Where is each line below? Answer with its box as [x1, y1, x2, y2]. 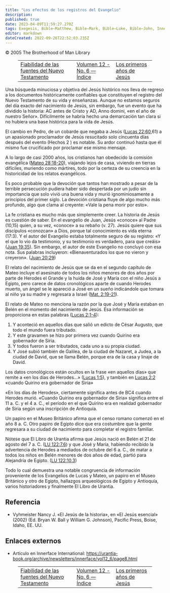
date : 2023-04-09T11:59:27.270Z [5, 21, 73, 27]
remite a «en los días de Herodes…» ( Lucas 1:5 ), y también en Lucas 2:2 [5, 374, 156, 380]
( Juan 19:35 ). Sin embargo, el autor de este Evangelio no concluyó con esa [5, 244, 161, 250]
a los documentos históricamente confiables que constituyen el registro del [5, 92, 162, 98]
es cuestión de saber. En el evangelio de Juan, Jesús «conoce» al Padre [5, 217, 156, 223]
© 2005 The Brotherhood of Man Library [5, 49, 90, 56]
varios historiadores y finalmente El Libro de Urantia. [5, 483, 115, 489]
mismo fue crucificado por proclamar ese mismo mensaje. [5, 145, 127, 151]
